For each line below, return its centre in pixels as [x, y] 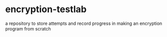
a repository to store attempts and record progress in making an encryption [84, 23]
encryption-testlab [46, 9]
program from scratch [28, 28]
